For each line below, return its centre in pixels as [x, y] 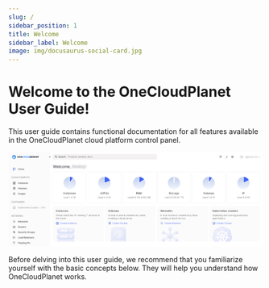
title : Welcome [34, 34]
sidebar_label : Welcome [48, 43]
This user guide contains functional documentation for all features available [134, 131]
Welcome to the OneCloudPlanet [120, 92]
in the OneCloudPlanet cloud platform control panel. [95, 140]
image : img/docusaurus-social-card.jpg [75, 51]
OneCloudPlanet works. [48, 277]
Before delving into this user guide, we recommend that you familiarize [126, 260]
